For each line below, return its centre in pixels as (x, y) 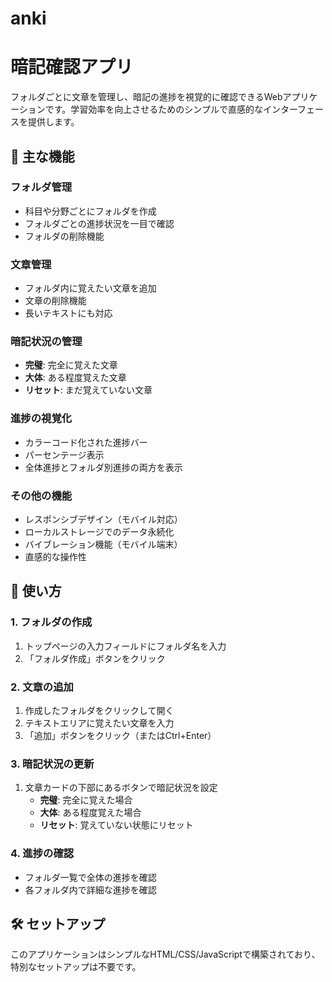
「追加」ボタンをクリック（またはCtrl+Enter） (120, 735)
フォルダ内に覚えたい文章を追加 (90, 288)
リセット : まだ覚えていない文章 (88, 390)
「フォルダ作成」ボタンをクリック (95, 658)
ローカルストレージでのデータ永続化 (99, 531)
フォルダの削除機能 (64, 236)
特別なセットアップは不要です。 (76, 967)
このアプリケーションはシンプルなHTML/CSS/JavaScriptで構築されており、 (165, 954)
